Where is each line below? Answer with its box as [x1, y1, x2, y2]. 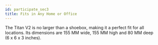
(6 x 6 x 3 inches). [5, 34, 41, 41]
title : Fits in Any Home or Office [5, 11, 77, 16]
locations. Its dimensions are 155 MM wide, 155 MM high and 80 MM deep [5, 30, 154, 35]
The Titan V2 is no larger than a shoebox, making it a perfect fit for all [5, 24, 144, 30]
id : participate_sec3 [5, 7, 49, 12]
